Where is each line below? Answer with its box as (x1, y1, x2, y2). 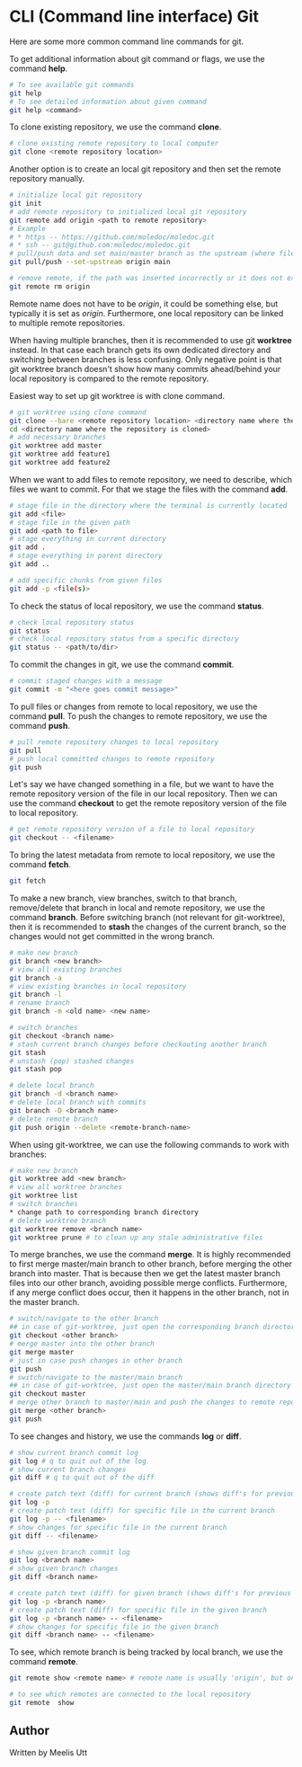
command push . (9, 720, 70, 731)
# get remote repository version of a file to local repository (9, 825, 255, 834)
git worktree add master (9, 441, 102, 450)
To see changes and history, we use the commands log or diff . (9, 1431, 242, 1442)
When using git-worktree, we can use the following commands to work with (9, 1139, 289, 1150)
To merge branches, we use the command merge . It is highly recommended (9, 1249, 291, 1260)
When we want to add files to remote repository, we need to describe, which (9, 474, 292, 484)
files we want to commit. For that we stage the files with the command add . (9, 484, 289, 494)
